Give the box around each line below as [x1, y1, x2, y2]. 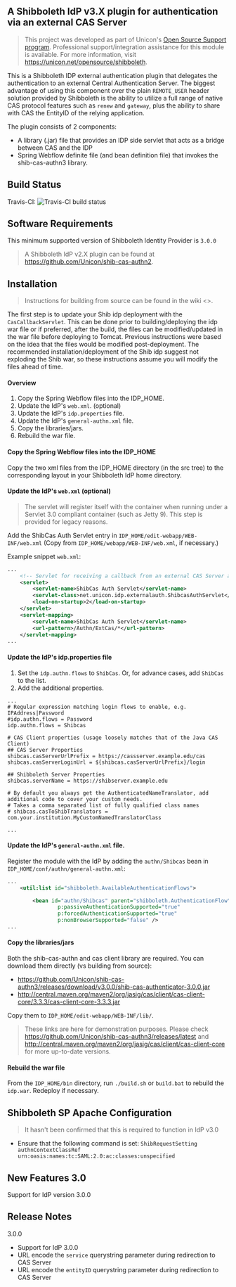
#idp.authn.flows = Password [7, 715, 93, 723]
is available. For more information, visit [24, 50, 137, 58]
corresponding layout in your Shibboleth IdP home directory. [7, 470, 182, 479]
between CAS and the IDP [17, 143, 93, 152]
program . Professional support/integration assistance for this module [24, 42, 225, 51]
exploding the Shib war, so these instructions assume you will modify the [7, 355, 218, 364]
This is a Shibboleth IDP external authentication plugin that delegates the [7, 71, 218, 79]
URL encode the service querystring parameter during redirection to [17, 1250, 216, 1259]
